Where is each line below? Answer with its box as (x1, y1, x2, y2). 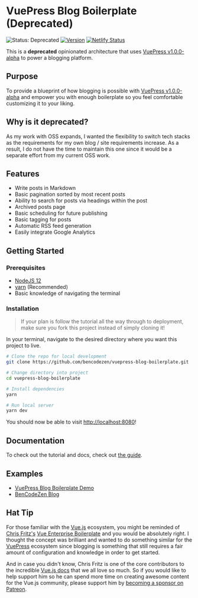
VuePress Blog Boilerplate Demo (14, 484, 95, 491)
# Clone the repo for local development (6, 354, 108, 360)
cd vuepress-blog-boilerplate (6, 375, 81, 381)
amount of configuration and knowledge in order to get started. (6, 549, 160, 556)
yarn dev (6, 408, 28, 413)
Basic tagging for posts (14, 216, 72, 223)
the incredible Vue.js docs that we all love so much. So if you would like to (6, 567, 186, 574)
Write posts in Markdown (14, 185, 76, 192)
